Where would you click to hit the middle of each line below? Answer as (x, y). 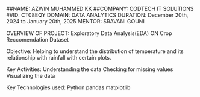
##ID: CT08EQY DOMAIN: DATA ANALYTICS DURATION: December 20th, (97, 15)
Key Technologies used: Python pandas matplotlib (68, 87)
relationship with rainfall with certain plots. (59, 58)
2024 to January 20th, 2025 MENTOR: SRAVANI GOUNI (75, 21)
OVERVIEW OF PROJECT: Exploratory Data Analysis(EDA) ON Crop (89, 33)
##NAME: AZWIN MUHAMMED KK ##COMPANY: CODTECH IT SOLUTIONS (100, 9)
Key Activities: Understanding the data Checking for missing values (90, 69)
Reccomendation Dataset (38, 39)
